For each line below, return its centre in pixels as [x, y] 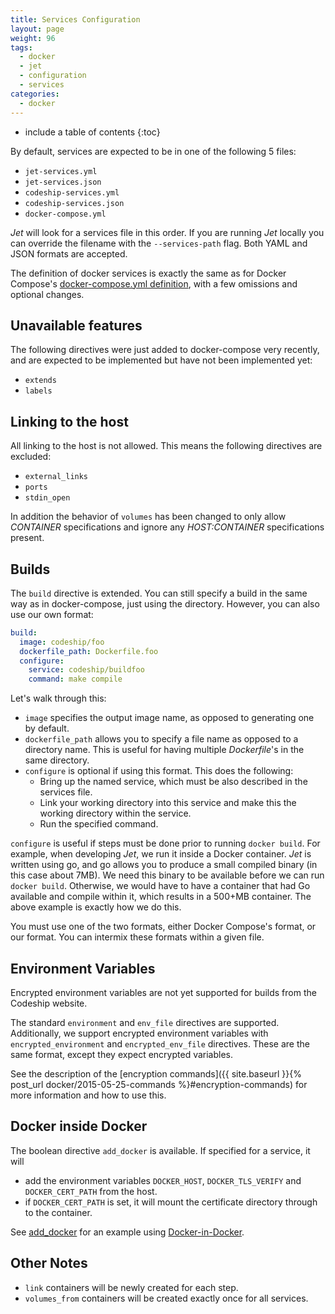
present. [27, 538]
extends [40, 381]
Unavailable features [76, 325]
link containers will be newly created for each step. [131, 1287]
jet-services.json [63, 182]
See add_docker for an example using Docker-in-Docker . [127, 1232]
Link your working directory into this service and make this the [168, 803]
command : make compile [75, 679]
